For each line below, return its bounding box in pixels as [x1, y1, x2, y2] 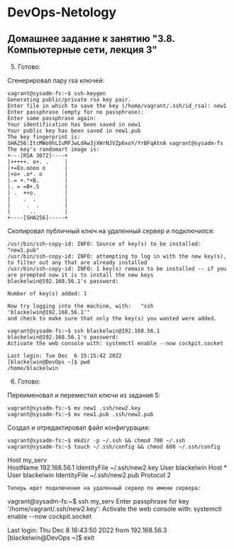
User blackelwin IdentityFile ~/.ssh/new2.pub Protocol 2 [7, 471, 172, 479]
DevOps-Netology [7, 4, 117, 21]
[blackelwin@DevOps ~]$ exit [7, 533, 94, 542]
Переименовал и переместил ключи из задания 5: [7, 391, 161, 399]
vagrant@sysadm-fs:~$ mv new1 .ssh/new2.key [7, 405, 141, 412]
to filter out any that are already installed [7, 259, 147, 266]
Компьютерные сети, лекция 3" [7, 43, 157, 55]
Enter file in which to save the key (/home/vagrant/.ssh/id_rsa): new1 [7, 102, 227, 109]
